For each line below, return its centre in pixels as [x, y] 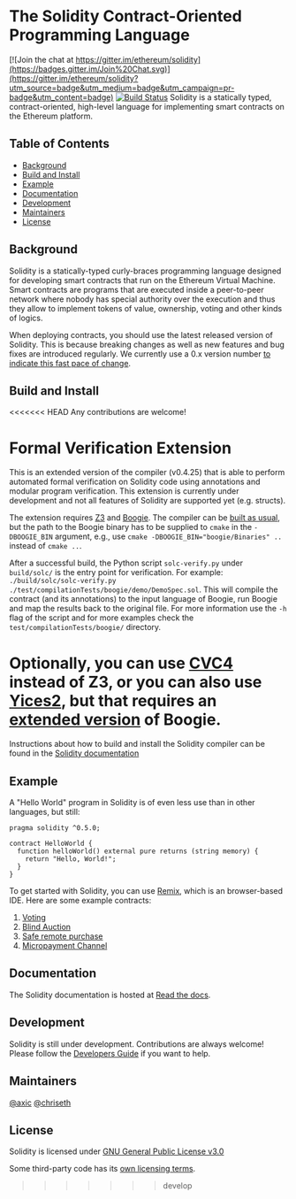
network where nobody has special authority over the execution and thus [142, 299]
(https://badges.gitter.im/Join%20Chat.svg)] [90, 69]
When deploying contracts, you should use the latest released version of [141, 334]
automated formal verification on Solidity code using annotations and [135, 482]
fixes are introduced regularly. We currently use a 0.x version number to [140, 354]
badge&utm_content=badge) [61, 97]
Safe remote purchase [62, 936]
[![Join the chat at [42, 59]
